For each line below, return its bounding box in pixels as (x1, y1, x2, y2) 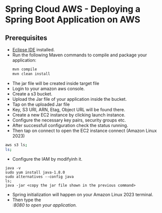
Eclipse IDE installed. (12, 47, 55, 52)
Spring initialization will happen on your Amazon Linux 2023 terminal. (12, 191, 154, 197)
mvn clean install (12, 71, 50, 76)
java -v (5, 166, 21, 170)
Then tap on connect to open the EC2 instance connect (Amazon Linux (12, 128, 157, 133)
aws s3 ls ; (5, 142, 28, 147)
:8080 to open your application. (12, 202, 78, 208)
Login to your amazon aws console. (12, 85, 85, 91)
